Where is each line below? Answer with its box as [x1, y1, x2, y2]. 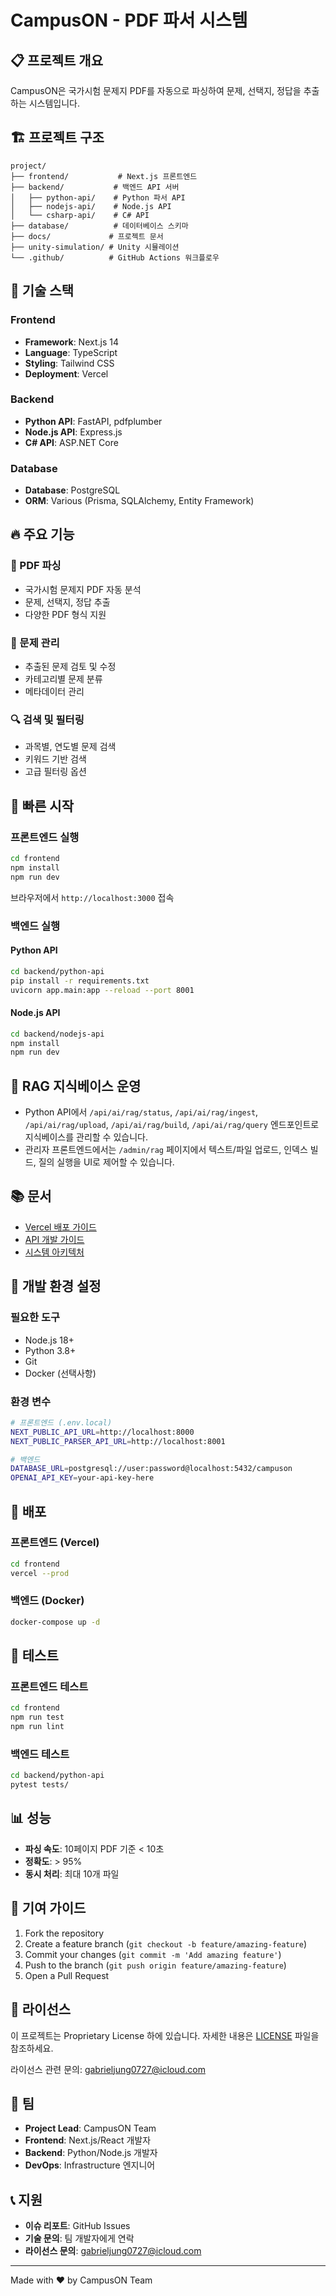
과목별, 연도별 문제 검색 [24, 741, 117, 753]
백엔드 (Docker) [10, 1594, 85, 1608]
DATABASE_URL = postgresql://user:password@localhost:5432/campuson [10, 1464, 293, 1474]
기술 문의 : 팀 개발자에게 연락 [24, 2232, 135, 2245]
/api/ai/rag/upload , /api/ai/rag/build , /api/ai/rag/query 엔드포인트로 [24, 1119, 320, 1131]
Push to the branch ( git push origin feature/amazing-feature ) [24, 1959, 287, 1971]
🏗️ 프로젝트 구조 [10, 129, 105, 146]
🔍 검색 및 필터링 [10, 713, 85, 726]
